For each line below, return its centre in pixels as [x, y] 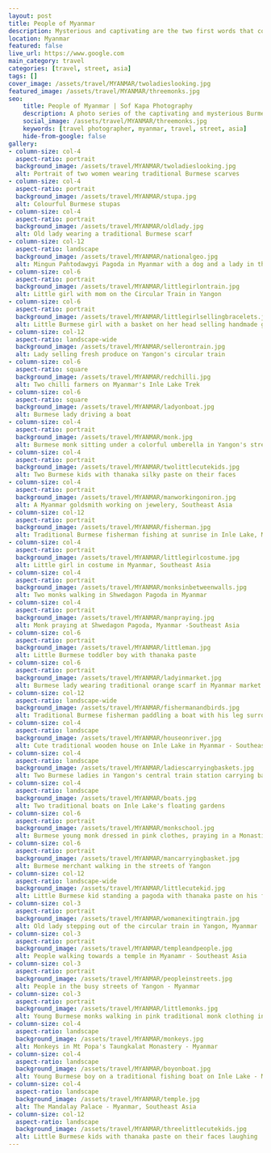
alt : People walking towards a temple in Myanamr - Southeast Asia [131, 956]
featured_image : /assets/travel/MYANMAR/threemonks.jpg [104, 91]
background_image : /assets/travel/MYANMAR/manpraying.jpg [115, 617]
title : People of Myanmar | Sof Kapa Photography [108, 106]
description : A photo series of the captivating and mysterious [133, 114]
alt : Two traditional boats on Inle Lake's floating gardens [121, 806]
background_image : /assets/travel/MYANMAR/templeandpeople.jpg [124, 949]
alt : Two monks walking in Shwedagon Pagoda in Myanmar [111, 596]
